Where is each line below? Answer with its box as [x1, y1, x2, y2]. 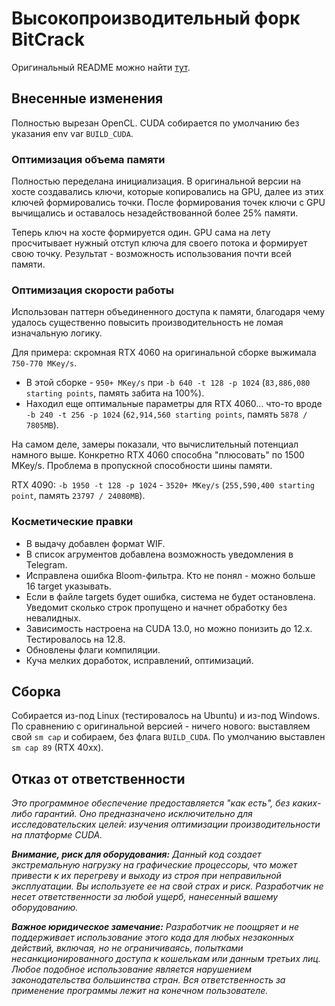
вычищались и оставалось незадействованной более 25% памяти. [11, 207, 299, 219]
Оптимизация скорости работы [11, 283, 174, 297]
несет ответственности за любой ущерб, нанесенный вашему [11, 891, 279, 903]
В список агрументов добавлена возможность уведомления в [25, 548, 294, 560]
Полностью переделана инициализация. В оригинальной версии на [11, 175, 302, 187]
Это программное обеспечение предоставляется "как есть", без [11, 797, 291, 809]
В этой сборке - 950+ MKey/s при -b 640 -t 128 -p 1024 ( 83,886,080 [25, 377, 311, 389]
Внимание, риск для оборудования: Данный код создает [11, 848, 262, 861]
